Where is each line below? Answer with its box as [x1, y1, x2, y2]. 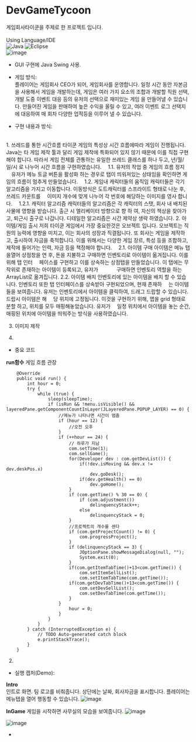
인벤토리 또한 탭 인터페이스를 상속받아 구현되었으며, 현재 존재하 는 [18, 280, 174, 287]
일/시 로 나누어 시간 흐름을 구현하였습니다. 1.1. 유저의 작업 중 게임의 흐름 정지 [6, 163, 185, 170]
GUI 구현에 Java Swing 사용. [14, 61, 81, 68]
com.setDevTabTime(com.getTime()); [79, 590, 166, 596]
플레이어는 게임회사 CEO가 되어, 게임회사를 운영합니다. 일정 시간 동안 [14, 80, 173, 88]
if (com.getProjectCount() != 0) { [68, 528, 156, 534]
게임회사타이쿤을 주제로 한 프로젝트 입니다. [6, 23, 104, 31]
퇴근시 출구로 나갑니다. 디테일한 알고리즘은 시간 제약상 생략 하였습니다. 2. [13, 215, 181, 222]
